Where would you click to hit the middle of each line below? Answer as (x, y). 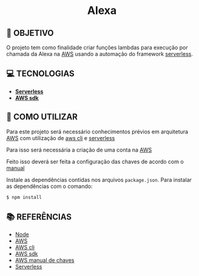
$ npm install (24, 197)
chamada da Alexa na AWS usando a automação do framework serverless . (99, 54)
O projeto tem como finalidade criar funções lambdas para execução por (97, 47)
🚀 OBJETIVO (30, 33)
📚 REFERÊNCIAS (39, 217)
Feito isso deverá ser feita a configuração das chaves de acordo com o (95, 161)
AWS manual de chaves (45, 260)
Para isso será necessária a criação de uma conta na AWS (79, 150)
